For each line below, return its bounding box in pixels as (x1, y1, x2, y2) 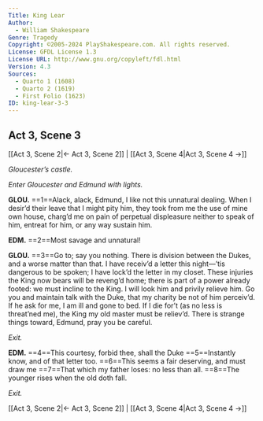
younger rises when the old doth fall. (8, 373, 128, 382)
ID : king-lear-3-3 (8, 99, 69, 107)
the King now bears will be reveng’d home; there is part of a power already (8, 275, 250, 285)
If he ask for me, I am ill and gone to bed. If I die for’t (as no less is (8, 301, 223, 310)
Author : (8, 19, 34, 27)
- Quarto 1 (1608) (15, 77, 76, 85)
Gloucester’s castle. (8, 164, 73, 174)
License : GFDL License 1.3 (8, 48, 97, 56)
